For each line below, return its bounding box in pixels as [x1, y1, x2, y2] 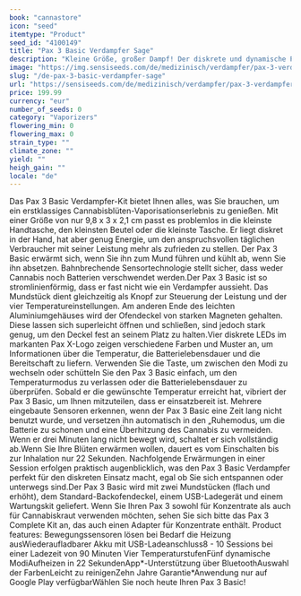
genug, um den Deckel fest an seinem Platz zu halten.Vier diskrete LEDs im [9, 329, 287, 341]
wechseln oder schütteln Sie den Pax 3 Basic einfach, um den [9, 367, 237, 378]
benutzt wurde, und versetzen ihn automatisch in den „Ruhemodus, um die [9, 415, 285, 426]
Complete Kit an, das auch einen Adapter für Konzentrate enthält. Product [9, 520, 282, 531]
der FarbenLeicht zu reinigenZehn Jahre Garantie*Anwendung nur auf [9, 567, 268, 578]
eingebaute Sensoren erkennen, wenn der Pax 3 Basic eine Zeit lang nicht [9, 405, 282, 417]
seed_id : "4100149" [9, 38, 82, 48]
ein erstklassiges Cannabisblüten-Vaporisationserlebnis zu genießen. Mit [9, 205, 279, 216]
